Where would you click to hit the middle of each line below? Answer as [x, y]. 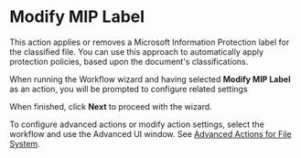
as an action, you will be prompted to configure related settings [129, 89]
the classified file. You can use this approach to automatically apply [136, 51]
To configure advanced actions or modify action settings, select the [137, 124]
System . [25, 143]
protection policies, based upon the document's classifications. [129, 61]
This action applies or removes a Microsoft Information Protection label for [150, 42]
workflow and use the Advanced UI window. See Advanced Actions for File [150, 133]
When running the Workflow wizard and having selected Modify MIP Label [150, 79]
